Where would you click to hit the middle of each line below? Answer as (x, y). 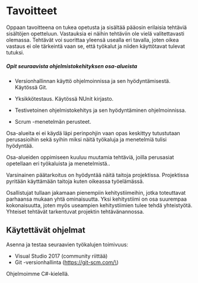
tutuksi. (15, 52)
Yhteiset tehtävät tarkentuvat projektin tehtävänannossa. (75, 211)
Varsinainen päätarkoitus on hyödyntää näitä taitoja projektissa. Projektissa (98, 175)
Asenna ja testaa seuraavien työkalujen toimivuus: (67, 245)
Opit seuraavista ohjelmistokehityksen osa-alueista (72, 66)
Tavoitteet (32, 11)
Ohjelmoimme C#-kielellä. (38, 274)
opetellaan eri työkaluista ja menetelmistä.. (58, 163)
